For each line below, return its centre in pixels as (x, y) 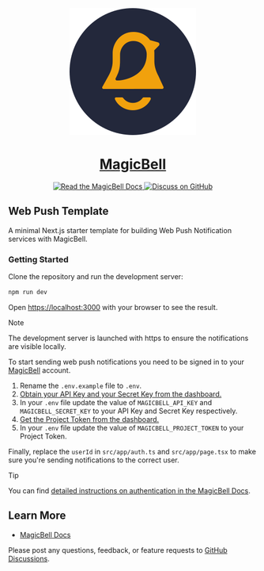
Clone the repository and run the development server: (96, 277)
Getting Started (38, 259)
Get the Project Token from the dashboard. (89, 419)
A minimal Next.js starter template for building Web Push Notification (120, 230)
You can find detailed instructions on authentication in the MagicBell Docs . (130, 490)
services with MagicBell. (48, 239)
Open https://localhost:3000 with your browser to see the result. (113, 307)
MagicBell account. (40, 370)
